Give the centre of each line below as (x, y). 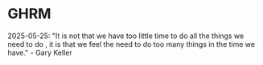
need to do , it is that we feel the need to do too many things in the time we (131, 44)
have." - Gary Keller (40, 52)
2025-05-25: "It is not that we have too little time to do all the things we (126, 36)
